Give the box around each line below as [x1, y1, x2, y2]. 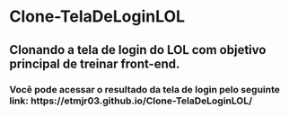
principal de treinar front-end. [9, 56, 180, 71]
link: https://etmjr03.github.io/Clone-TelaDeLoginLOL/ [9, 94, 253, 107]
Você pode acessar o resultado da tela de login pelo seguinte [9, 83, 281, 95]
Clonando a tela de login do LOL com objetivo [9, 42, 267, 58]
